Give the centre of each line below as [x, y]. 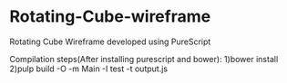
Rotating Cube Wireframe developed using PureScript [110, 41]
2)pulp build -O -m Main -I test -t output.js [89, 69]
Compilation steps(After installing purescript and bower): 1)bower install [144, 59]
